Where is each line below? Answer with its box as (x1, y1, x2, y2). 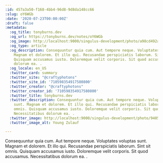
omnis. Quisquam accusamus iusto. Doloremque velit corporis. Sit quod (5, 148, 148, 154)
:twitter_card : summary (9, 71, 57, 75)
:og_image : (9, 39, 32, 44)
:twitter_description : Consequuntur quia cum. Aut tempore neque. (9, 98, 147, 103)
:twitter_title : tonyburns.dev (9, 93, 73, 98)
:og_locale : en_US (9, 66, 47, 71)
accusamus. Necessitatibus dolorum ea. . (5, 153, 88, 159)
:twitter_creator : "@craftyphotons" (9, 84, 83, 89)
